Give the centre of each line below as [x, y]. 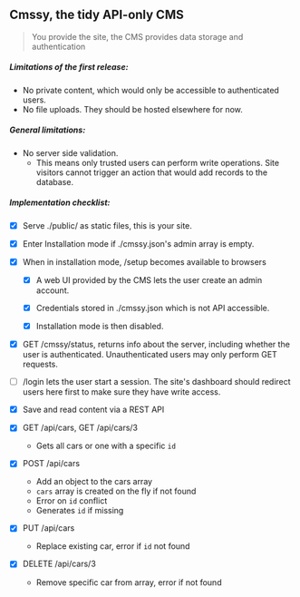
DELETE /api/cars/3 [59, 564]
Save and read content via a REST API [93, 410]
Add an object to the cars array [94, 482]
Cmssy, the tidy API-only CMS [97, 15]
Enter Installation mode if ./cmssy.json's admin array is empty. [138, 243]
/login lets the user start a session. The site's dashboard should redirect [157, 382]
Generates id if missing [80, 511]
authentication [58, 46]
